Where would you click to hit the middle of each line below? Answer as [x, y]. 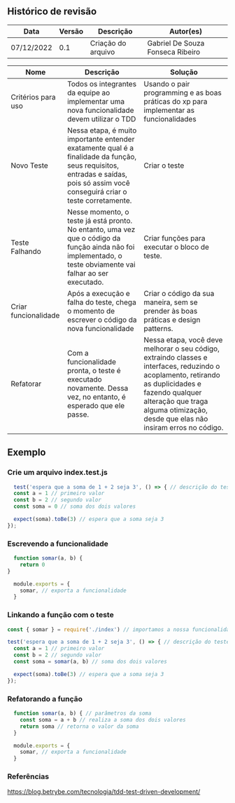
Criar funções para [175, 238]
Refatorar [26, 384]
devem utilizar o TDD [102, 119]
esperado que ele [96, 405]
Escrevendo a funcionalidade [58, 544]
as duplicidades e [172, 384]
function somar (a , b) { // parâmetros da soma [83, 714]
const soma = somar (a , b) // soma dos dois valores [91, 662]
